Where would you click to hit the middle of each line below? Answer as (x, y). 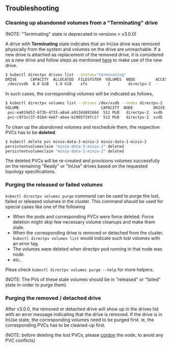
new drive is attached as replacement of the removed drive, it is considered (84, 54)
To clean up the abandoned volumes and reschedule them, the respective (83, 127)
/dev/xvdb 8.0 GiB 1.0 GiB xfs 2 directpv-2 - (83, 84)
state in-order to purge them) (36, 284)
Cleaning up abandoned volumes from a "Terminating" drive (82, 23)
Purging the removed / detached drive (53, 298)
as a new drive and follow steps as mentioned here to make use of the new (84, 60)
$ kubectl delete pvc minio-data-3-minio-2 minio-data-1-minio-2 (76, 142)
